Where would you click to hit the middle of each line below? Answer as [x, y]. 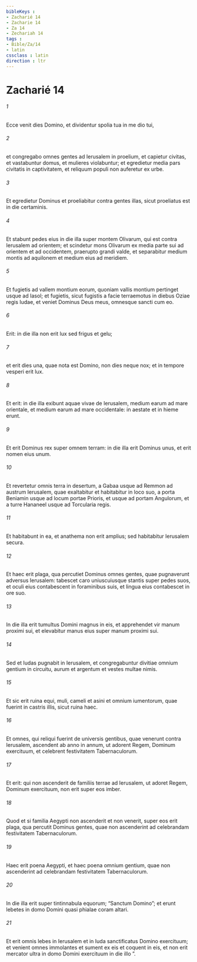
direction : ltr [26, 61]
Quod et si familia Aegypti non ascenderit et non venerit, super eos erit [92, 821]
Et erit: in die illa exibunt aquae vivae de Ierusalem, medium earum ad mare [97, 404]
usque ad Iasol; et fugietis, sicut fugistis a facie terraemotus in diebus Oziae [98, 296]
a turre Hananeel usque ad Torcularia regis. [59, 504]
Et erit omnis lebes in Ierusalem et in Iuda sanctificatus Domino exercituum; [97, 941]
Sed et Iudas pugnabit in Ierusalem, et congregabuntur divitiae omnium [92, 663]
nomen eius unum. [29, 454]
